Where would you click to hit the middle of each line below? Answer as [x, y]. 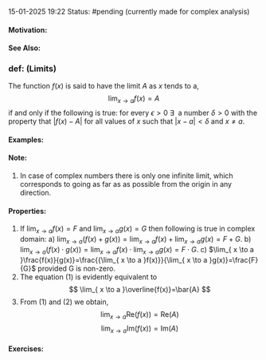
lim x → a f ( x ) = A [134, 99]
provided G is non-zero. [76, 268]
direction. [35, 193]
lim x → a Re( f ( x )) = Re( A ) [140, 315]
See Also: [25, 48]
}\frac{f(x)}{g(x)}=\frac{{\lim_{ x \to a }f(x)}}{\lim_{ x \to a [113, 259]
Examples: [26, 140]
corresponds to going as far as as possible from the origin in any [126, 184]
